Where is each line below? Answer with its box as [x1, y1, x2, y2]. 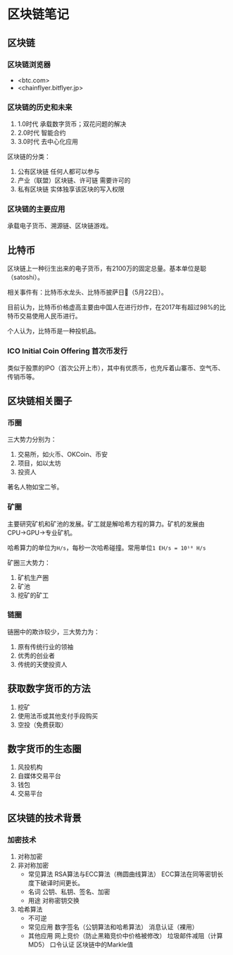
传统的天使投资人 [17, 660, 68, 668]
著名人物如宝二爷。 [7, 483, 63, 491]
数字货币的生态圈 [7, 743, 82, 755]
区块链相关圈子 [7, 395, 73, 407]
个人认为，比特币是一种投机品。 [7, 327, 100, 335]
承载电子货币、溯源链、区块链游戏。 [7, 221, 113, 230]
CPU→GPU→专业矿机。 [7, 528, 77, 536]
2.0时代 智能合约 [17, 128, 66, 137]
